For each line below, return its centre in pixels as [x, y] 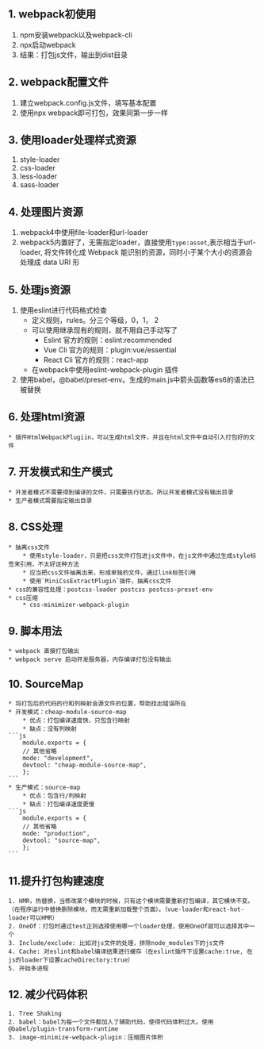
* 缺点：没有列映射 [50, 729]
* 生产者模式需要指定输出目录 [50, 501]
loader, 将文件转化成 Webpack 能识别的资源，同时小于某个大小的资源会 [136, 252]
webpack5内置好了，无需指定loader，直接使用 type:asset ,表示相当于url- [138, 242]
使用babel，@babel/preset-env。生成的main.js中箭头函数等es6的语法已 [137, 380]
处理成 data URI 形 [50, 262]
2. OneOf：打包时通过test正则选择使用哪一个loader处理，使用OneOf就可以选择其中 [129, 926]
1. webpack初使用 [52, 14]
